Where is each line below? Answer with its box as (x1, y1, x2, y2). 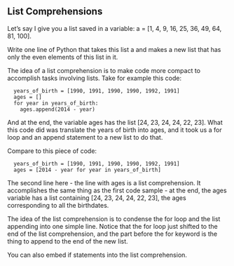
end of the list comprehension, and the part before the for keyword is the (7, 230, 218, 238)
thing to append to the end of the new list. (7, 237, 128, 245)
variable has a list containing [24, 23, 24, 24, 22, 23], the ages (7, 193, 187, 202)
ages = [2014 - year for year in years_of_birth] (13, 166, 161, 173)
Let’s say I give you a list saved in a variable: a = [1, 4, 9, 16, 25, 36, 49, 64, (7, 24, 222, 32)
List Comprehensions (7, 6, 103, 18)
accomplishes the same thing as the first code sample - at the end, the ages (7, 186, 227, 194)
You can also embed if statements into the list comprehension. (7, 251, 188, 259)
